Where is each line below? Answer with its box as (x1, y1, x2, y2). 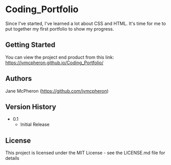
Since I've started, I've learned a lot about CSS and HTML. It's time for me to (5, 20, 166, 26)
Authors (5, 74, 32, 83)
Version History (5, 102, 56, 111)
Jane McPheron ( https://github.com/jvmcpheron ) (5, 88, 109, 94)
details (5, 155, 19, 161)
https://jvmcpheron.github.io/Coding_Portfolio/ (5, 60, 104, 66)
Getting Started (5, 41, 56, 49)
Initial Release (20, 121, 50, 128)
